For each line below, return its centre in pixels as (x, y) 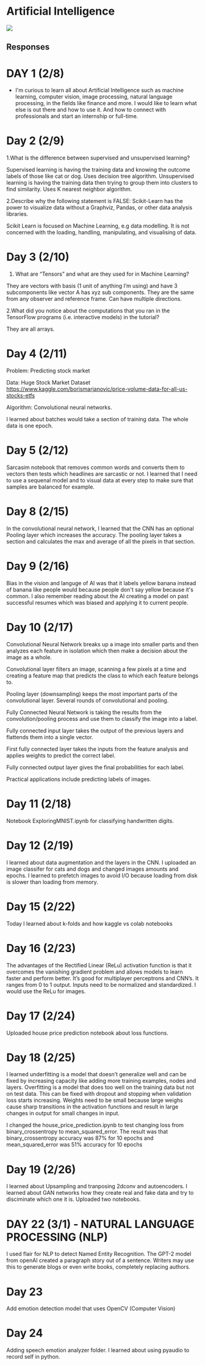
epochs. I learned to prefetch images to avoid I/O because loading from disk (102, 875)
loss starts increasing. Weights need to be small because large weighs (95, 1100)
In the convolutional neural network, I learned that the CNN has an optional (100, 528)
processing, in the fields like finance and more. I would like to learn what (106, 103)
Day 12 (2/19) (40, 845)
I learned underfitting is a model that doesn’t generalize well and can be (97, 1074)
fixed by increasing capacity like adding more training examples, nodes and (101, 1081)
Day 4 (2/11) (37, 354)
